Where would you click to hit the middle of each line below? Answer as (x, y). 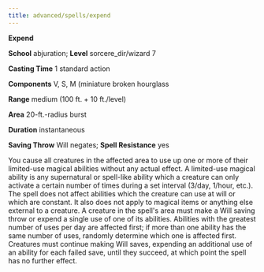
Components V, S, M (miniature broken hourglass (89, 84)
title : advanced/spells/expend (59, 15)
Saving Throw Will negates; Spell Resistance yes (89, 145)
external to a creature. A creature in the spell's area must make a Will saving (132, 211)
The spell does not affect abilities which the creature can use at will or (122, 193)
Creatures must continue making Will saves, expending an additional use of (130, 244)
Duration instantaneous (46, 129)
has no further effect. (43, 260)
